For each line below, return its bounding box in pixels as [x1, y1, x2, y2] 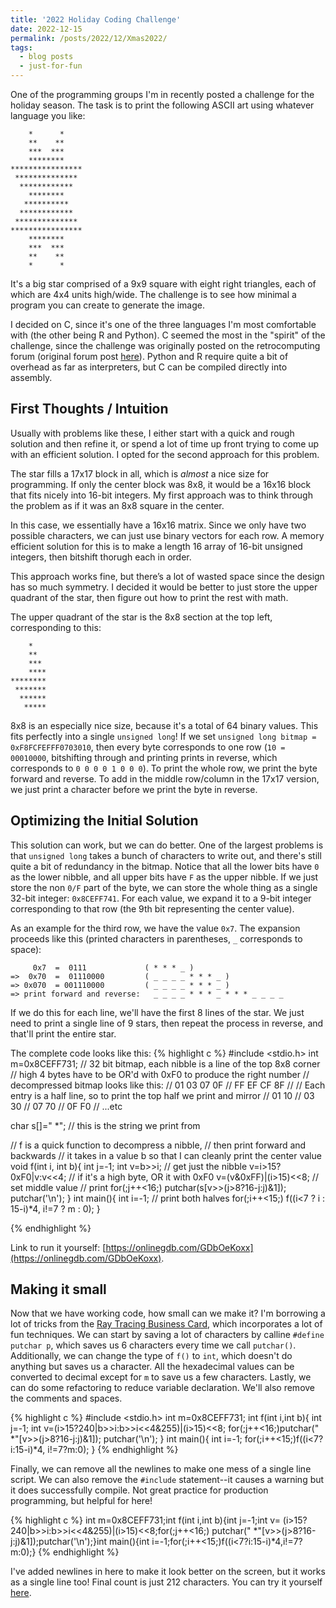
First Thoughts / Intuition [10, 401, 169, 418]
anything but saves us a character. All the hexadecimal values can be [10, 1361, 295, 1373]
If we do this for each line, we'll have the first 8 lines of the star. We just [10, 1006, 305, 1018]
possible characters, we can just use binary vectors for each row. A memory [10, 529, 325, 541]
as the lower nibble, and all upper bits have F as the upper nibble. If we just [10, 871, 319, 883]
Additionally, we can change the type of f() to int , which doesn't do [10, 1350, 293, 1362]
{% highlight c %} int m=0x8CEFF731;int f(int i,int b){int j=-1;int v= [10, 1514, 281, 1526]
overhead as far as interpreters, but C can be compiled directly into [10, 361, 288, 373]
